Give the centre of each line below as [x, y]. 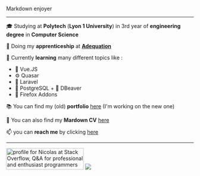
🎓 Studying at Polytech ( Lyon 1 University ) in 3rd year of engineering [93, 26]
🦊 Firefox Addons [36, 94]
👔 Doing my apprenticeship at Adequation [59, 46]
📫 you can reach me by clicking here [52, 132]
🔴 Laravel [26, 82]
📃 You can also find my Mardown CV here [58, 120]
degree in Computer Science [43, 34]
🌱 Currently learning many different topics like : [65, 58]
